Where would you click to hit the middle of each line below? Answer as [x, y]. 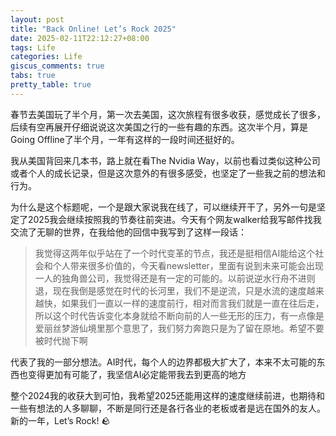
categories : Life [46, 57]
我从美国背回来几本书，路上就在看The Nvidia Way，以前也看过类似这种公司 [165, 160]
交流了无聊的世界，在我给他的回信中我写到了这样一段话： [128, 232]
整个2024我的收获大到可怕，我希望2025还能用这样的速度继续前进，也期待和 [167, 395]
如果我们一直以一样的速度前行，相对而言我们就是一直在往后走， [193, 303]
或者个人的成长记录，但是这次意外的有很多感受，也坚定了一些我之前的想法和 [168, 173]
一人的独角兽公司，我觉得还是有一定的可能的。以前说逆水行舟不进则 [175, 278]
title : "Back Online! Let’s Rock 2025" [93, 29]
